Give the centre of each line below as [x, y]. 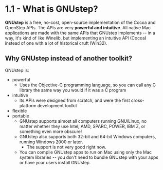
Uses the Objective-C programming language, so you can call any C [88, 85]
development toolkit [57, 105]
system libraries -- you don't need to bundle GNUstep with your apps [89, 157]
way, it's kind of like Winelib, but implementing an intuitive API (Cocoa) [76, 38]
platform [28, 105]
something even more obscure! [51, 131]
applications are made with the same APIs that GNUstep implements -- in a [80, 33]
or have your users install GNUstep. [55, 162]
